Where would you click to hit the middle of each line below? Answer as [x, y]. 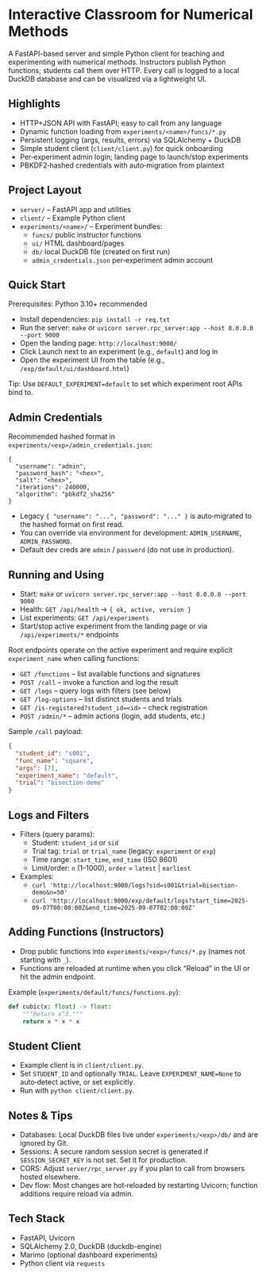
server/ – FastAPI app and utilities [75, 209]
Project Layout [45, 190]
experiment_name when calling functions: [74, 658]
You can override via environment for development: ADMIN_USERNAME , [131, 533]
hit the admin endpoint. [58, 976]
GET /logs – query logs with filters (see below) [95, 690]
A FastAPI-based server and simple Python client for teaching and [116, 53]
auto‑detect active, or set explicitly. [77, 1082]
